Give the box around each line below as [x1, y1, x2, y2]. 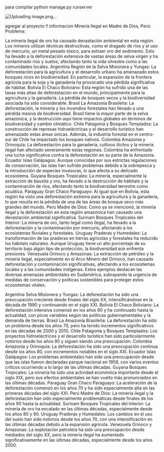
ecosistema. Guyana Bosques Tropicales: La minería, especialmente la [5, 173, 147, 179]
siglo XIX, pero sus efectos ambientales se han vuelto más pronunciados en [5, 375, 158, 381]
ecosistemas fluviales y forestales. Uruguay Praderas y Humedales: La [5, 230, 147, 236]
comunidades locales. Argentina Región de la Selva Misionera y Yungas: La [5, 64, 156, 69]
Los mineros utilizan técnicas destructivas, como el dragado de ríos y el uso [5, 43, 158, 48]
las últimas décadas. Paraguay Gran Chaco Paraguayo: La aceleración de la [5, 380, 157, 385]
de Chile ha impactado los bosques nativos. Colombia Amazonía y [12, 136, 145, 142]
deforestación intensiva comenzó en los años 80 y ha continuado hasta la [5, 307, 153, 313]
